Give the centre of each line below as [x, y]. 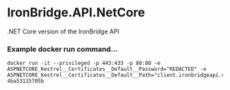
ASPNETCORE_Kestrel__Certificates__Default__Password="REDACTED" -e [107, 70]
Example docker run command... [63, 49]
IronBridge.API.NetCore [76, 13]
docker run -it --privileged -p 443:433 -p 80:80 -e [84, 63]
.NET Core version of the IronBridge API [63, 31]
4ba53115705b [26, 81]
